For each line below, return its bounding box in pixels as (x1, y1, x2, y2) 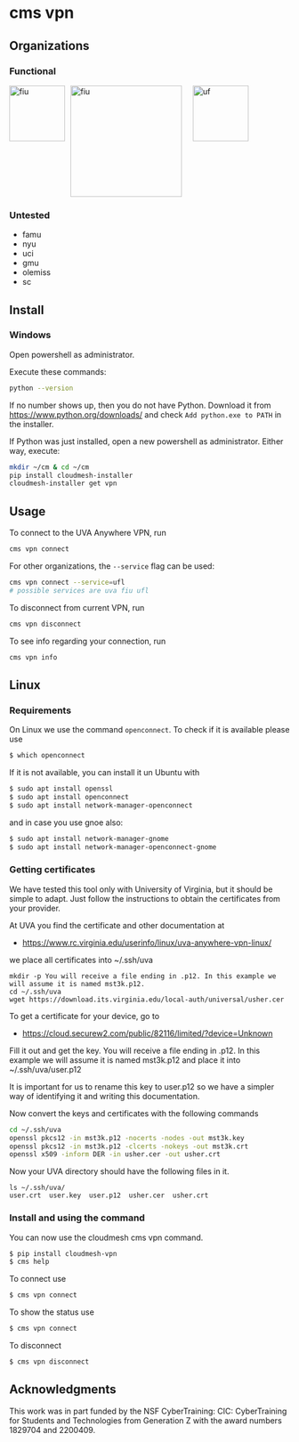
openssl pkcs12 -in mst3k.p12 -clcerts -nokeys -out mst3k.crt (9, 1142, 249, 1151)
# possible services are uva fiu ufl (9, 586, 149, 595)
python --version (9, 384, 74, 393)
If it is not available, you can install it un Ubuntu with (9, 767, 200, 778)
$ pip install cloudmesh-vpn (9, 1249, 117, 1258)
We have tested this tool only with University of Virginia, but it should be (9, 884, 273, 895)
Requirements (9, 704, 72, 717)
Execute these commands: (9, 366, 107, 377)
